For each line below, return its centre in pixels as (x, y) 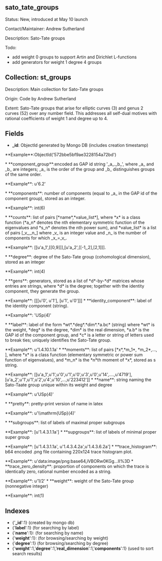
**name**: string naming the (123, 380)
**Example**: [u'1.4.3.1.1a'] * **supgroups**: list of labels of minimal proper (81, 432)
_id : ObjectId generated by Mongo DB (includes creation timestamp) (80, 145)
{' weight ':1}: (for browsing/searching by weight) (60, 538)
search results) (27, 554)
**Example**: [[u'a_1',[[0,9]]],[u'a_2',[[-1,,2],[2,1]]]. (56, 248)
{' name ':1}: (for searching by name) (48, 533)
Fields (15, 134)
